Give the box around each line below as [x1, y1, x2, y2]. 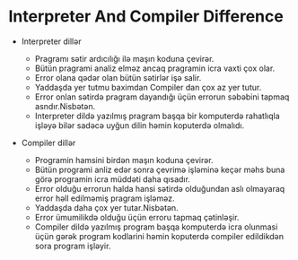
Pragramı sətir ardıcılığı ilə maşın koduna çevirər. [34, 53, 215, 64]
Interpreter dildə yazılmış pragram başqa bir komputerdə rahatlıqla [34, 110, 280, 121]
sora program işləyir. [34, 240, 111, 251]
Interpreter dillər [21, 36, 82, 47]
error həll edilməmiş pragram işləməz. [34, 193, 175, 204]
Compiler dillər [21, 137, 76, 148]
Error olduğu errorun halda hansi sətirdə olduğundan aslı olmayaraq [34, 183, 285, 194]
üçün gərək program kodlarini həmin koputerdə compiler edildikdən [34, 230, 285, 241]
